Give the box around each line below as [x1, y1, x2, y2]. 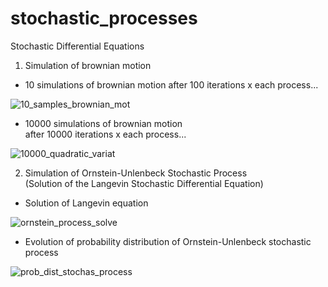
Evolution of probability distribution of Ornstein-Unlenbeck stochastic [24, 235, 312, 247]
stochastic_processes [10, 7, 198, 30]
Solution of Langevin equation [24, 197, 149, 209]
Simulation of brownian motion [24, 59, 152, 71]
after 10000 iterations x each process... [24, 128, 187, 140]
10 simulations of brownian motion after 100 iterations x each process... [24, 78, 319, 91]
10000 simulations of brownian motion [24, 117, 183, 129]
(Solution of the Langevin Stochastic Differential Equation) [24, 177, 264, 189]
